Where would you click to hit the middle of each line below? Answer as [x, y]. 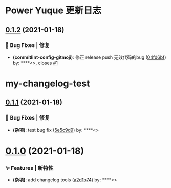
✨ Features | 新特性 [29, 168]
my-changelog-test [48, 84]
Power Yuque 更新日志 [54, 10]
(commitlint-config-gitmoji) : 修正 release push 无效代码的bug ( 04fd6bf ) [89, 57]
